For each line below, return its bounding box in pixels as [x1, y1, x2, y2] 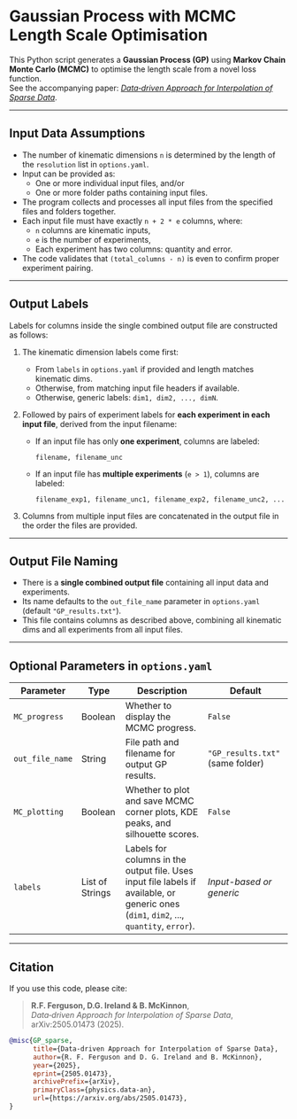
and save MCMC [125, 795, 194, 807]
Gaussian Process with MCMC [9, 6, 237, 27]
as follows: [9, 330, 49, 340]
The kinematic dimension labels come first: [21, 346, 179, 357]
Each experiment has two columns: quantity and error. [34, 244, 232, 254]
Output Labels [9, 297, 89, 312]
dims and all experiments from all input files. [21, 625, 184, 635]
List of [80, 875, 108, 888]
